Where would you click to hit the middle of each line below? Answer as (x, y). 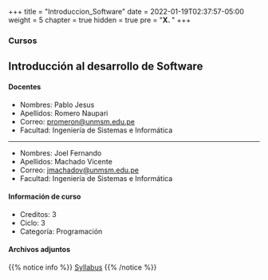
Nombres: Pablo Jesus (57, 105)
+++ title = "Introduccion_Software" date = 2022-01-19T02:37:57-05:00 (126, 12)
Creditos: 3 (38, 214)
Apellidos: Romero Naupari (64, 113)
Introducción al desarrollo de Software (106, 67)
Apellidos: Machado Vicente (66, 161)
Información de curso (45, 197)
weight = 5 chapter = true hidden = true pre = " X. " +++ (100, 20)
